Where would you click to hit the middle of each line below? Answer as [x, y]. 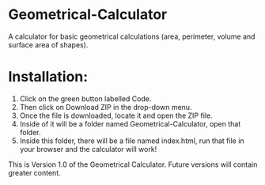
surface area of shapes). [48, 44]
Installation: [48, 77]
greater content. [34, 172]
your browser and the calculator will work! [88, 149]
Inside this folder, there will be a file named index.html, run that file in [132, 141]
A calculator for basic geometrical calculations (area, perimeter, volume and [132, 36]
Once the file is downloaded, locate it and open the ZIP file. [116, 115]
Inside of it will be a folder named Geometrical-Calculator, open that [130, 123]
